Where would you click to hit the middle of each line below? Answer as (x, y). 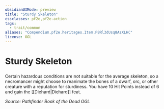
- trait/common (25, 28)
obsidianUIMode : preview (30, 10)
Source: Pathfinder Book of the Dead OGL (48, 101)
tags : (11, 23)
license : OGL (18, 37)
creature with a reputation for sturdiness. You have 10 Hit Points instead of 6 (82, 86)
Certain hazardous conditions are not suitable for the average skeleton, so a (82, 76)
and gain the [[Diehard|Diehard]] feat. (43, 92)
